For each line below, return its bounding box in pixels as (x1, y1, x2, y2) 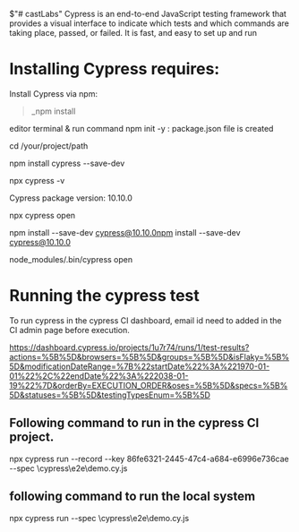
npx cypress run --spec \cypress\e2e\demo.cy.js (9, 512, 190, 523)
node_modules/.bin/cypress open (9, 253, 132, 264)
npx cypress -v (9, 175, 65, 185)
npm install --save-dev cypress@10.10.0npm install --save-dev (9, 227, 241, 237)
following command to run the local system (9, 489, 256, 504)
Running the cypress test (9, 286, 200, 306)
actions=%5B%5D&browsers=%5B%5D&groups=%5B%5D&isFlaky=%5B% (9, 351, 290, 362)
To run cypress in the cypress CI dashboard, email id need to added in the (9, 314, 282, 326)
